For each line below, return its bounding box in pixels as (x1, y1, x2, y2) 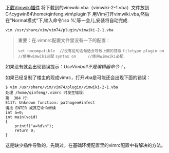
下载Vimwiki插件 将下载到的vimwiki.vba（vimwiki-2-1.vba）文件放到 (5, 5, 149, 10)
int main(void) (5, 114, 38, 120)
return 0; (14, 128, 36, 133)
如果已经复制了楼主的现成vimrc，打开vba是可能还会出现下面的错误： (5, 74, 152, 81)
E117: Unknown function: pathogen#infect (5, 100, 96, 105)
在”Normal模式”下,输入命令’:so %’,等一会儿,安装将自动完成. (5, 17, 129, 23)
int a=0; (5, 110, 24, 115)
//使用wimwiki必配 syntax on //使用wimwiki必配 (17, 54, 124, 59)
